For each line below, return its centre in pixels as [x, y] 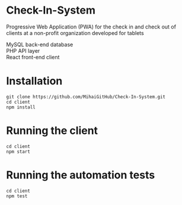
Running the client [52, 131]
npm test [17, 196]
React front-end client [33, 57]
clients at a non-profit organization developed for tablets [75, 33]
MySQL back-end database [40, 44]
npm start [18, 152]
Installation [34, 81]
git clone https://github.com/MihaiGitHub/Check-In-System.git [86, 97]
